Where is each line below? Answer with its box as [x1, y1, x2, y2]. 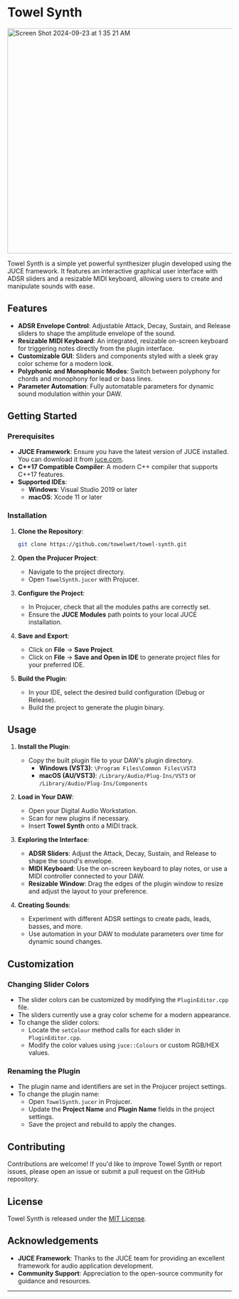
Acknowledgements [7, 1235, 99, 1247]
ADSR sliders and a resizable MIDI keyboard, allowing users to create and [7, 274, 223, 283]
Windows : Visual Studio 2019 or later [28, 485, 138, 494]
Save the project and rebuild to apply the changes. [28, 1120, 176, 1129]
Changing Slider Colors [7, 979, 90, 989]
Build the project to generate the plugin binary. [28, 703, 165, 712]
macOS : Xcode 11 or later [28, 493, 102, 502]
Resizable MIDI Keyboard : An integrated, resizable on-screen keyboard [17, 336, 228, 345]
